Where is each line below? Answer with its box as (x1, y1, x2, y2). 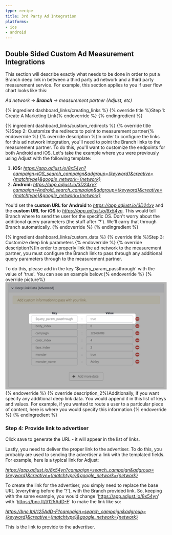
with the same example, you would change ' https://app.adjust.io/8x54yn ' (5, 493, 160, 499)
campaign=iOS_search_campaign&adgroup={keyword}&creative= (12, 170, 154, 177)
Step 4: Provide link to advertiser (5, 424, 89, 432)
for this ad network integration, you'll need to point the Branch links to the (5, 139, 161, 145)
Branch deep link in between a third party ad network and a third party (5, 76, 154, 82)
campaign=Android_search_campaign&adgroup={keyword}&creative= (12, 187, 163, 193)
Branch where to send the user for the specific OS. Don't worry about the (5, 213, 160, 219)
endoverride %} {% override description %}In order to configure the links (5, 133, 160, 139)
